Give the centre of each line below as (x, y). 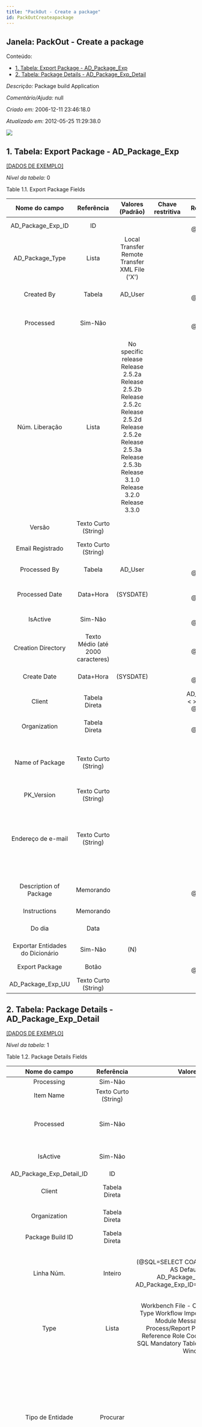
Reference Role (163, 1335)
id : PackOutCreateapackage (40, 17)
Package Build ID (49, 1237)
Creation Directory (40, 648)
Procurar (112, 1417)
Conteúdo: (19, 56)
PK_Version (40, 795)
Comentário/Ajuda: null (35, 98)
